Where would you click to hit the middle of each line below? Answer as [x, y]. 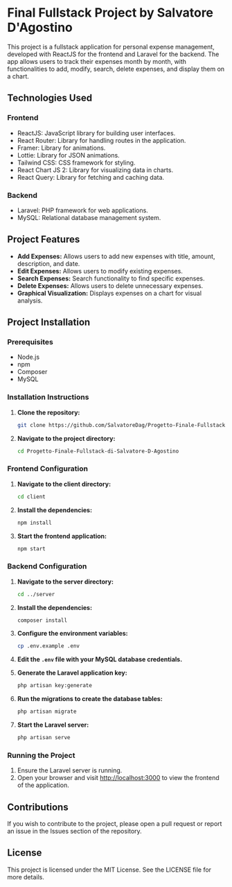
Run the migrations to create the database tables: [90, 699]
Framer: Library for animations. [61, 148]
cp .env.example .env [48, 646]
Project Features [44, 240]
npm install [34, 523]
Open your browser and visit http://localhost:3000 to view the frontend [118, 778]
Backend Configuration [47, 566]
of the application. [43, 785]
